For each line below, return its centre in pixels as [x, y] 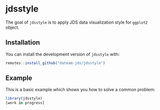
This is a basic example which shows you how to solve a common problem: [80, 90]
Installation [23, 43]
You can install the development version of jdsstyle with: [63, 54]
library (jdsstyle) [24, 98]
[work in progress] [25, 103]
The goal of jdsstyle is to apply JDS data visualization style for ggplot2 [77, 22]
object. [13, 27]
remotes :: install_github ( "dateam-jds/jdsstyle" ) [55, 63]
